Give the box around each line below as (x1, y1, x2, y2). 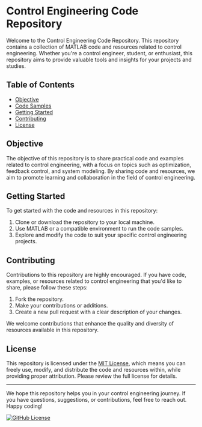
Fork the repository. (14, 295, 64, 303)
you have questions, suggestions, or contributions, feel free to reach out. (6, 396, 187, 403)
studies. (6, 62, 26, 70)
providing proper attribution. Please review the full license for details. (6, 372, 177, 380)
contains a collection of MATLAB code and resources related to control (6, 43, 182, 50)
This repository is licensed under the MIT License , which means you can (6, 360, 186, 367)
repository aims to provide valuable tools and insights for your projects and (6, 56, 192, 63)
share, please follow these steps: (6, 284, 88, 291)
